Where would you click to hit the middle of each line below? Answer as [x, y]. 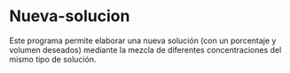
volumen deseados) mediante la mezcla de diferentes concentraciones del [145, 49]
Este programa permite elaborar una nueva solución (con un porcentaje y [143, 40]
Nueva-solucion [70, 16]
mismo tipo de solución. [53, 59]
